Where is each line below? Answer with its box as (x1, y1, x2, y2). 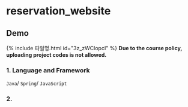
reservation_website (6, 4, 111, 18)
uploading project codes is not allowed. (6, 51, 107, 58)
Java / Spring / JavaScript (6, 80, 67, 87)
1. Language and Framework (6, 66, 90, 74)
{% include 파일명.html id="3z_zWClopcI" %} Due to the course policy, (6, 45, 183, 51)
